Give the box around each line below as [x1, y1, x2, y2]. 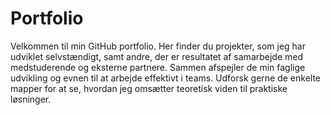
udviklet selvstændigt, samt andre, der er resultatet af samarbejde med [10, 50, 304, 62]
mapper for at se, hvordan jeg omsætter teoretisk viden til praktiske [10, 82, 288, 94]
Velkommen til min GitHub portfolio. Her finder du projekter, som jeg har [10, 40, 306, 52]
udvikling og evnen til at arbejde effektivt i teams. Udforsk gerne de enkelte [10, 72, 321, 84]
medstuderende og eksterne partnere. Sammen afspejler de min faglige [10, 61, 306, 73]
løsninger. [10, 93, 52, 105]
